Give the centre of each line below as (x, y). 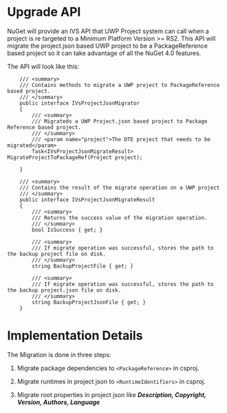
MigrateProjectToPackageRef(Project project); (75, 157)
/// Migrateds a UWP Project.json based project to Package (120, 121)
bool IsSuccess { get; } (67, 230)
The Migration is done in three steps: (59, 354)
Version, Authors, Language (58, 402)
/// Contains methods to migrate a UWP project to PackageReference (120, 85)
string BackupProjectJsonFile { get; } (89, 302)
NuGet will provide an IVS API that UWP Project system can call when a (108, 31)
